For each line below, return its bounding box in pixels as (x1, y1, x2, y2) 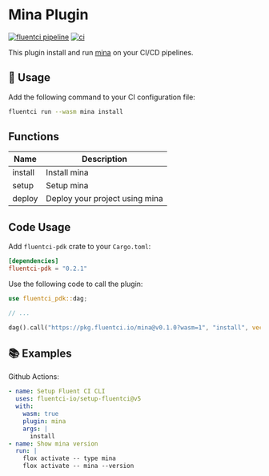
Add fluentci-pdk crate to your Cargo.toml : (8, 242, 151, 252)
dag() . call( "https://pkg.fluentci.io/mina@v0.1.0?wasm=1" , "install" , (8, 323, 249, 332)
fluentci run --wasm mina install (8, 107, 124, 115)
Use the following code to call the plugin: (8, 279, 143, 288)
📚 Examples (8, 347, 72, 361)
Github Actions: (8, 372, 60, 381)
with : (15, 402, 34, 410)
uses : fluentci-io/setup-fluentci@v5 (15, 395, 142, 403)
